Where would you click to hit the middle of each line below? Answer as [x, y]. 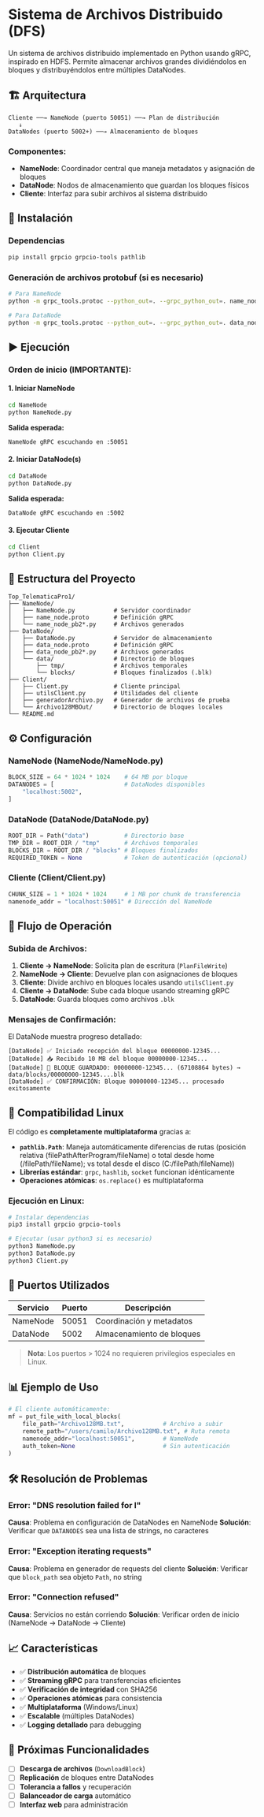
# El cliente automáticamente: [59, 1409]
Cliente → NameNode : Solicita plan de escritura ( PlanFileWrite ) [123, 966]
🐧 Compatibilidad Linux [66, 1113]
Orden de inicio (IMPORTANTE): [70, 370]
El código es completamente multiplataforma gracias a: [100, 1132]
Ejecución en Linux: [46, 1201]
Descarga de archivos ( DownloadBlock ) [82, 1769]
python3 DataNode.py [42, 1254]
